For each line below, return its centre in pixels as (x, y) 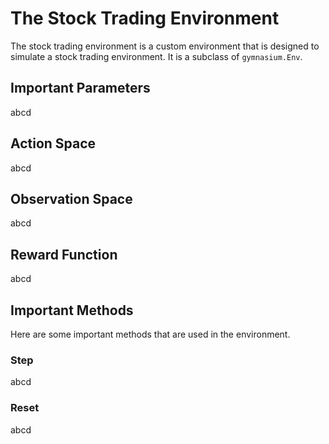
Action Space (53, 143)
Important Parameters (80, 88)
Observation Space (71, 198)
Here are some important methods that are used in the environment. (150, 334)
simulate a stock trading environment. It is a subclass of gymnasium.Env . (156, 56)
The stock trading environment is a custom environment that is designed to (165, 46)
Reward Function (64, 254)
